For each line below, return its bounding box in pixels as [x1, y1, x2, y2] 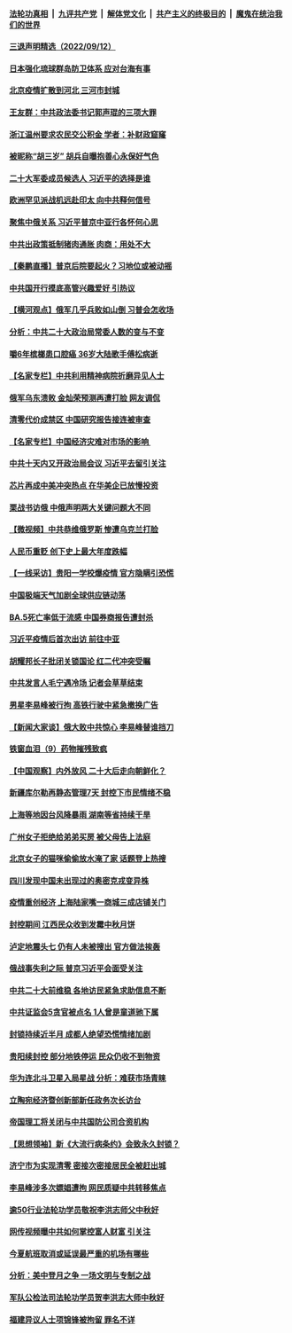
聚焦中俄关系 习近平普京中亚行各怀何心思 [9, 216, 159, 227]
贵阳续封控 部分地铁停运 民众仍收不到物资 [9, 1051, 161, 1062]
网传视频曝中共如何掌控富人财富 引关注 [9, 1227, 151, 1237]
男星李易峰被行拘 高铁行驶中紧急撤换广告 [9, 700, 159, 710]
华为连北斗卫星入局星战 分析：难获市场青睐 [9, 1073, 166, 1084]
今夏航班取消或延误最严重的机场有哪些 [9, 1248, 149, 1259]
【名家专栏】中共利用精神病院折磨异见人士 [9, 371, 165, 381]
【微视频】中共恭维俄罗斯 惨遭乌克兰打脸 [9, 524, 159, 535]
